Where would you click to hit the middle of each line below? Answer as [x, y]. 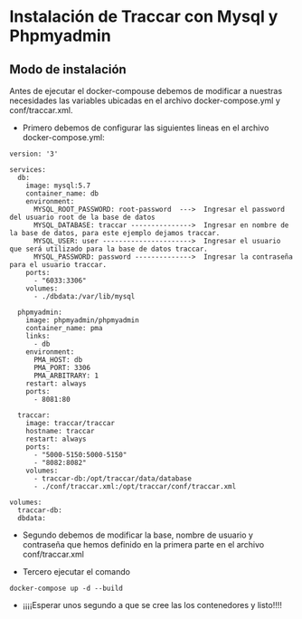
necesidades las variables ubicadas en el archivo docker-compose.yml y [145, 100]
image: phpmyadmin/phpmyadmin [83, 320]
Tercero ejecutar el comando [76, 571]
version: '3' [34, 154]
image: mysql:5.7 [58, 186]
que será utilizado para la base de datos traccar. [109, 249]
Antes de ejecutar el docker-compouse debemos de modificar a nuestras [146, 91]
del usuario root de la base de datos [82, 217]
